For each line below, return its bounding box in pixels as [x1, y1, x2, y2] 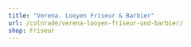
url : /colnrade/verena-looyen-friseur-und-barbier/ [8, 19, 183, 27]
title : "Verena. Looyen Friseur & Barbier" [8, 11, 155, 20]
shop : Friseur [8, 26, 56, 34]
